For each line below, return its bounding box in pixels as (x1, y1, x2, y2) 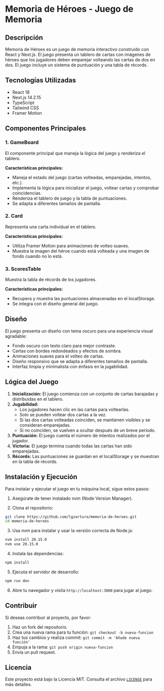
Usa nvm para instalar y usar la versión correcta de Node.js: (12, 528, 134, 534)
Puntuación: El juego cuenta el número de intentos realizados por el (12, 433, 150, 438)
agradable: (5, 333, 27, 339)
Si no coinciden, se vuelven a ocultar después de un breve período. (19, 427, 156, 433)
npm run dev (5, 578, 29, 583)
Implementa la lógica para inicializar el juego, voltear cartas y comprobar (12, 185, 159, 191)
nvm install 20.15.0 (5, 537, 47, 542)
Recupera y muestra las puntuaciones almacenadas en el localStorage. (12, 296, 156, 302)
